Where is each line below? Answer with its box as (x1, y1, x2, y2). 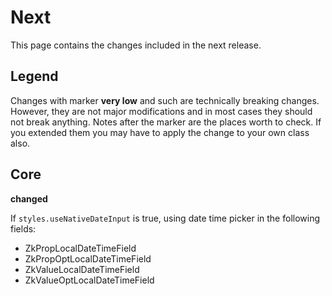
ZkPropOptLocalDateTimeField (24, 252, 152, 265)
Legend (10, 68, 59, 85)
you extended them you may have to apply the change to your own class (10, 126, 310, 138)
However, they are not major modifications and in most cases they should (10, 105, 313, 117)
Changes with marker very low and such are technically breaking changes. (10, 94, 320, 106)
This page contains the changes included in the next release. (10, 39, 262, 51)
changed (10, 192, 48, 205)
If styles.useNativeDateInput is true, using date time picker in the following (10, 212, 321, 224)
